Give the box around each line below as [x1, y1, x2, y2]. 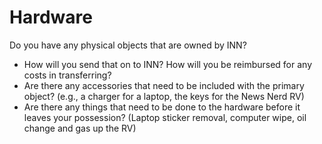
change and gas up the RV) [23, 122, 137, 134]
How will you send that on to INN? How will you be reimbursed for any [23, 58, 312, 70]
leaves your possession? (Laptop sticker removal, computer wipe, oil [23, 111, 307, 123]
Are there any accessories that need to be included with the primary [23, 79, 305, 91]
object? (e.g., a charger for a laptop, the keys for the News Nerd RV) [23, 90, 305, 102]
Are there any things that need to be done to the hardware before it [23, 101, 301, 113]
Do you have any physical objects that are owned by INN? [9, 39, 247, 51]
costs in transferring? [23, 69, 112, 81]
